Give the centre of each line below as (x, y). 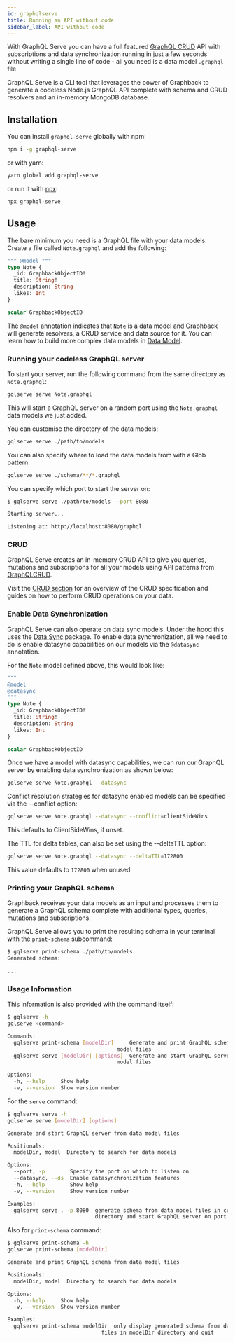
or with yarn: (26, 163)
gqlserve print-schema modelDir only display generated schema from (117, 1326)
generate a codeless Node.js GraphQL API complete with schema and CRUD (117, 90)
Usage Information (40, 989)
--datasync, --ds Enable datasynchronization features (97, 1178)
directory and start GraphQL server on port (161, 1217)
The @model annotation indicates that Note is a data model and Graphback (113, 326)
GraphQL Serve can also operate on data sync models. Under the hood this (116, 629)
